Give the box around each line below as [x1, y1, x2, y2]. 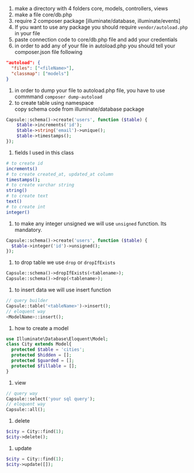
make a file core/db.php [14, 11, 72, 18]
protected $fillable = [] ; [11, 363, 77, 369]
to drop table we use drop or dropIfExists [14, 259, 116, 266]
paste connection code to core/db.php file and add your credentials [14, 36, 178, 43]
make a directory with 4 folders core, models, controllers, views [14, 5, 168, 12]
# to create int [6, 204, 46, 210]
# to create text [6, 193, 49, 199]
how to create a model [14, 324, 69, 331]
